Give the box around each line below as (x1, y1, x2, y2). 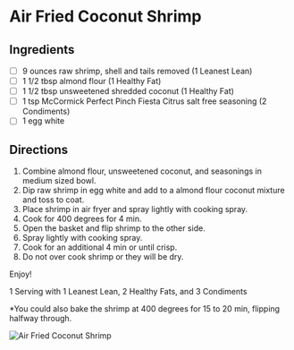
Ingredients (9, 42, 75, 57)
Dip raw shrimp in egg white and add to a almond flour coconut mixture (21, 185, 285, 196)
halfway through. (9, 313, 72, 324)
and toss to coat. (21, 194, 85, 205)
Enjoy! (9, 269, 33, 279)
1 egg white (21, 115, 65, 126)
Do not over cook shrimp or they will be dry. (21, 252, 184, 262)
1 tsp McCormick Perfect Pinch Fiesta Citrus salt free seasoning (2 (21, 96, 267, 107)
